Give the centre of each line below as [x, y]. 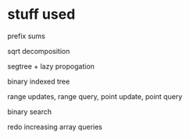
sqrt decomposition [39, 51]
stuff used [41, 14]
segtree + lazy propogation [51, 66]
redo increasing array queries [55, 127]
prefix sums [27, 36]
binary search [30, 112]
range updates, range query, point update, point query [95, 96]
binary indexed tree [39, 81]
